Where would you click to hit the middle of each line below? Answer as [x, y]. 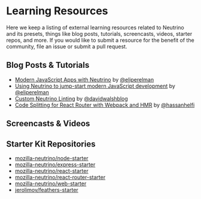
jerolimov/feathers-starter [47, 189]
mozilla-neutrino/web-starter [51, 184]
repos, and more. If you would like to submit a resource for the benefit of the [100, 40]
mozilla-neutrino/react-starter [51, 170]
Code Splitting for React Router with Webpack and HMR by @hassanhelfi [105, 105]
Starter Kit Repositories [51, 144]
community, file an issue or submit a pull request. [67, 46]
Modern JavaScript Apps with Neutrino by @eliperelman [84, 79]
